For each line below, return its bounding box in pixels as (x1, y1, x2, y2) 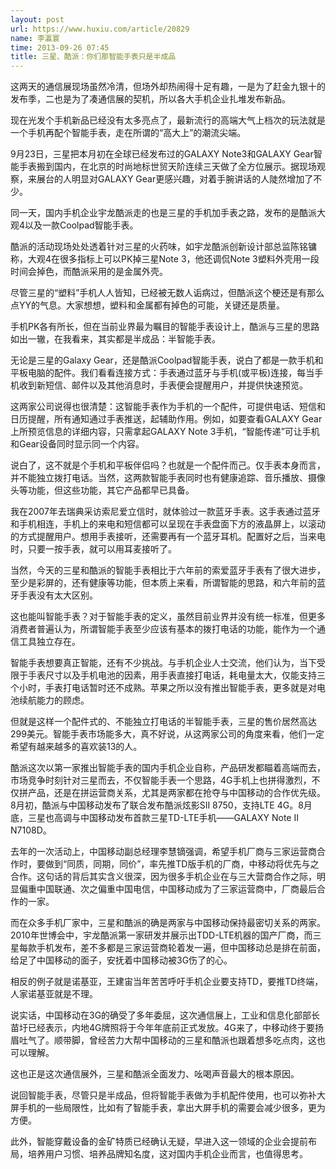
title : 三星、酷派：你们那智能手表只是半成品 (10, 52, 177, 62)
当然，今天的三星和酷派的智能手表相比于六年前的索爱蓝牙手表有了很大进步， (10, 564, 326, 576)
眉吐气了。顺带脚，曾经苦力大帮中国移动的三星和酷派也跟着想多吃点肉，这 (10, 1034, 317, 1046)
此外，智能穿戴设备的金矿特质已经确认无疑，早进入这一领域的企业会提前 (10, 1136, 308, 1148)
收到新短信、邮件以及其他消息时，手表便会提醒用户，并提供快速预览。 (18, 379, 308, 391)
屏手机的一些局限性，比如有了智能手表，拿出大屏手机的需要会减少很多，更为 (10, 1102, 326, 1114)
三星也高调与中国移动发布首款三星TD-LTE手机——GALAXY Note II (27, 812, 299, 824)
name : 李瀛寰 (10, 33, 60, 43)
